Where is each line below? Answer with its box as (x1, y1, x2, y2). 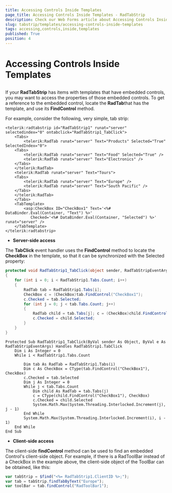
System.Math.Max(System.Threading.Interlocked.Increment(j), (32, 402, 166, 407)
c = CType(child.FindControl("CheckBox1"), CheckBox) (32, 393, 150, 398)
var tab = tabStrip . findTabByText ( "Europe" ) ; (5, 479, 104, 484)
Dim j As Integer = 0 (24, 379, 70, 384)
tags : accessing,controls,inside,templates (5, 27, 100, 32)
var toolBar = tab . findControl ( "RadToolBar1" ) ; (5, 483, 109, 489)
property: (5, 258, 25, 264)
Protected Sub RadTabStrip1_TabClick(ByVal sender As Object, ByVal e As (5, 339, 166, 345)
